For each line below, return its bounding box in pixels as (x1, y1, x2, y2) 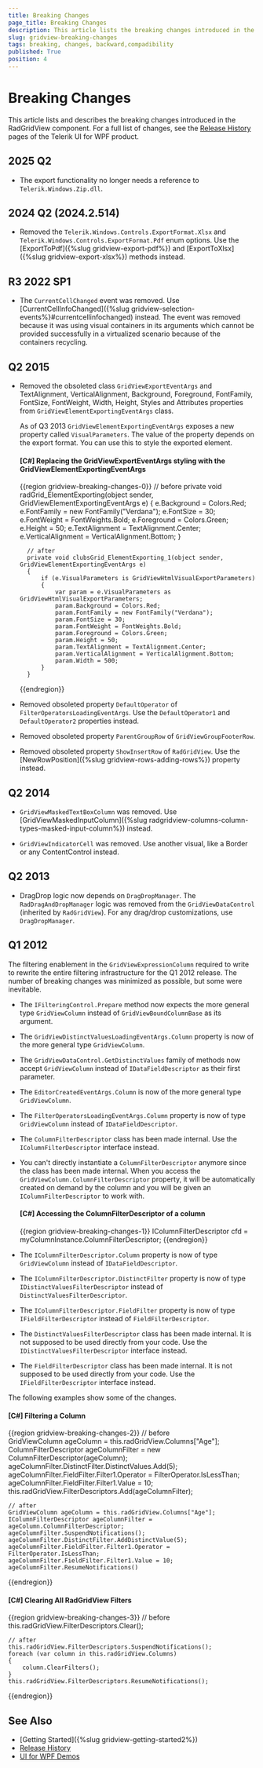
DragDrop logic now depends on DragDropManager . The (19, 890, 196, 900)
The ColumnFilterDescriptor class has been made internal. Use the (19, 1134, 238, 1143)
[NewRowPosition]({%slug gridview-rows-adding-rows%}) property (19, 755, 241, 765)
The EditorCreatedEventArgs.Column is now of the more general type (19, 1087, 242, 1096)
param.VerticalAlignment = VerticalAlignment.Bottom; (54, 650, 235, 658)
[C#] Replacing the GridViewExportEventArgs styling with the (19, 456, 225, 466)
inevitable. (8, 984, 42, 994)
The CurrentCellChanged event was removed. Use (19, 296, 180, 305)
